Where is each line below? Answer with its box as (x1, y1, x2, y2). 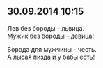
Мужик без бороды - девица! (7, 32, 94, 40)
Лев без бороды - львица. (7, 24, 85, 32)
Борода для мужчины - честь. (7, 45, 97, 53)
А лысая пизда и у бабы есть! (7, 53, 95, 61)
